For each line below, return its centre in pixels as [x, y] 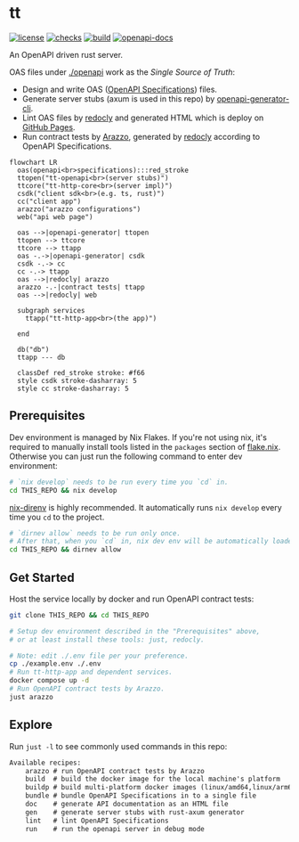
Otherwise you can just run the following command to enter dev [126, 456]
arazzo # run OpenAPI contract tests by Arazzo [115, 771]
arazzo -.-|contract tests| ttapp [81, 287]
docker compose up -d [49, 681]
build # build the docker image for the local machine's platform [153, 779]
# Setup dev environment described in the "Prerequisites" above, [135, 631]
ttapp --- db [41, 357]
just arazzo [31, 697]
